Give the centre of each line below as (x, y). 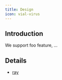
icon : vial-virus (23, 14)
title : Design (19, 9)
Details (16, 60)
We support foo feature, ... (31, 45)
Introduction (24, 34)
